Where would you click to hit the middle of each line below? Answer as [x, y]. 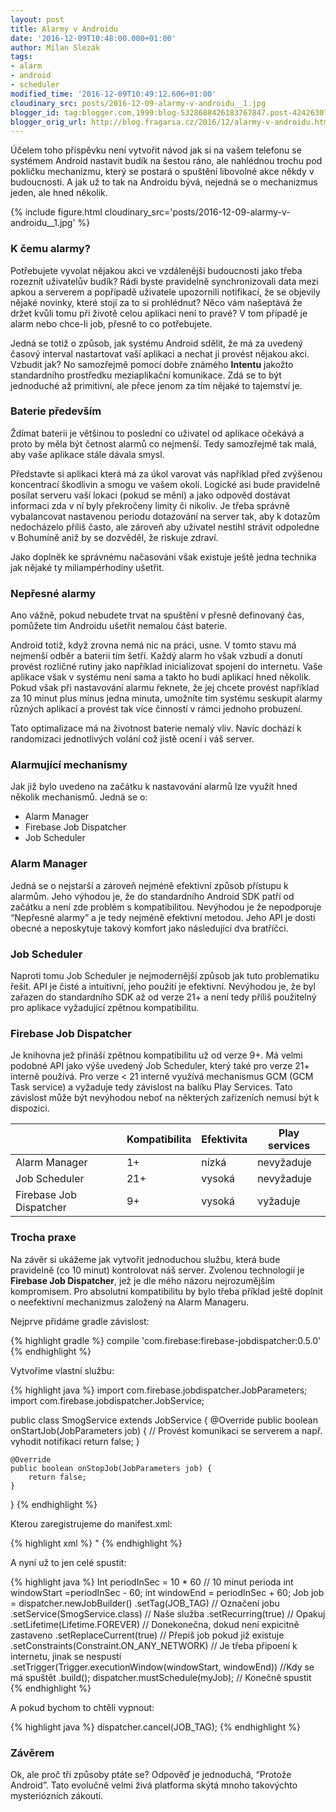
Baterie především [56, 411]
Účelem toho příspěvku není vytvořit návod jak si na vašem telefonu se [156, 150]
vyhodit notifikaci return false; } [75, 1441]
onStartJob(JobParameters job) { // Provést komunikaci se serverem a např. [166, 1430]
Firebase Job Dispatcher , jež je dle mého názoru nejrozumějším [143, 1280]
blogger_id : [35, 112]
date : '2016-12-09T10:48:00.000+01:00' [93, 38]
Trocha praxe [43, 1238]
